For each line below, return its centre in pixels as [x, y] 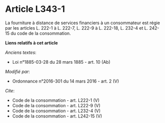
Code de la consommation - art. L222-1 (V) [56, 100]
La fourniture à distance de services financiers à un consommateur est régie [82, 23]
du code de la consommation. [41, 33]
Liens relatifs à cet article [32, 42]
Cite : [10, 90]
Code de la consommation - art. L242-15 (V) [57, 116]
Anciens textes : [21, 52]
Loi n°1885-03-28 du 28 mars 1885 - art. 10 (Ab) [61, 62]
